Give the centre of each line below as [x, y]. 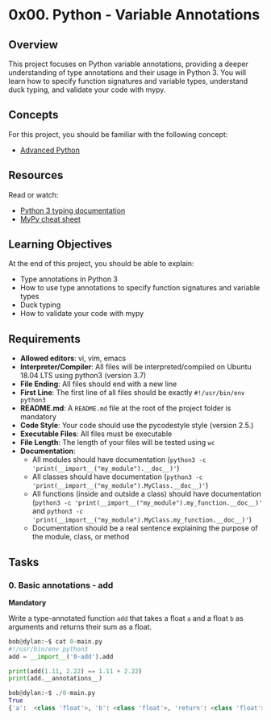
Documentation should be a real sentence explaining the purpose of [145, 528]
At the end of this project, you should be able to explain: [101, 264]
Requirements [44, 339]
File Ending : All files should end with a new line [98, 384]
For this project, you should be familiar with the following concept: [118, 134]
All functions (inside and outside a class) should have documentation [146, 494]
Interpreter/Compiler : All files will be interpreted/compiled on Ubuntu [135, 367]
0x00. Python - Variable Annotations [134, 15]
